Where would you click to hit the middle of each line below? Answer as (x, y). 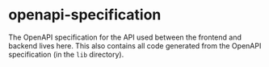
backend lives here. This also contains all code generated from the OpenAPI (135, 45)
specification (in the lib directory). (66, 54)
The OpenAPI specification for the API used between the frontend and (125, 37)
